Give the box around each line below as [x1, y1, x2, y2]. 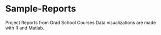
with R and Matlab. [5, 24, 45, 30]
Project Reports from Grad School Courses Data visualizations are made [5, 19, 156, 25]
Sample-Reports [5, 3, 76, 14]
